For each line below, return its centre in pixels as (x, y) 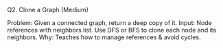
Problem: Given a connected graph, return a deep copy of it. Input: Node (110, 23)
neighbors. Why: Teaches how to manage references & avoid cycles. (104, 37)
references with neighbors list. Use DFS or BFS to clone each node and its (112, 30)
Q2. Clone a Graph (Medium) (48, 10)
